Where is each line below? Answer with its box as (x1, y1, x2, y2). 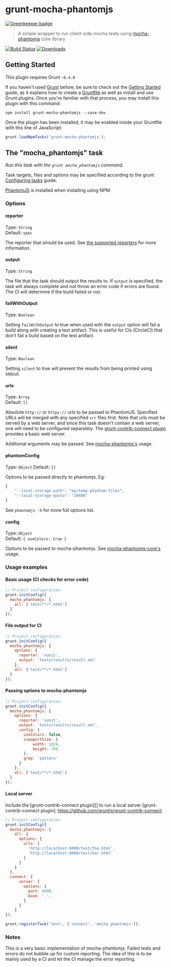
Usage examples (5, 563, 47, 571)
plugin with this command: (5, 100, 61, 106)
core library (41, 36, 65, 42)
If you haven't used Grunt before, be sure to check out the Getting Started (5, 84, 161, 90)
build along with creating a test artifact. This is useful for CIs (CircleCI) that (5, 327, 162, 333)
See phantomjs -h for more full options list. (5, 507, 95, 513)
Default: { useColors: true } (5, 535, 67, 542)
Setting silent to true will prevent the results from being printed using (5, 365, 152, 371)
